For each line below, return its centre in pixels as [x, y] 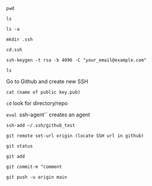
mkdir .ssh [20, 40]
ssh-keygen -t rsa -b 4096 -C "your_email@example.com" [76, 60]
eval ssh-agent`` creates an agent [48, 115]
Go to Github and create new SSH [47, 81]
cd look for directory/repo [37, 103]
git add [16, 156]
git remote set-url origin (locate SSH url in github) [75, 136]
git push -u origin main [37, 177]
